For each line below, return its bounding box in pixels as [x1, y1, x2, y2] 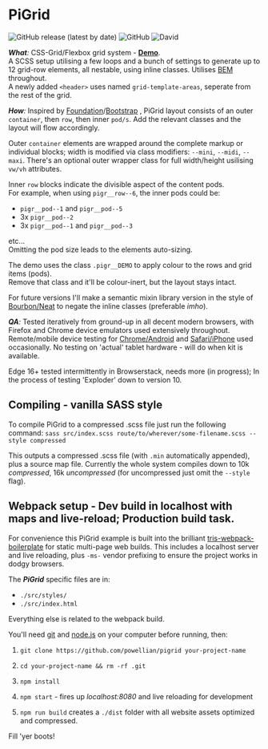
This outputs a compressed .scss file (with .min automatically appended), [8, 451, 250, 460]
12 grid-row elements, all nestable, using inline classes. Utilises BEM [8, 64, 234, 74]
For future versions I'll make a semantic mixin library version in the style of [8, 293, 254, 302]
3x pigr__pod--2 [19, 212, 74, 221]
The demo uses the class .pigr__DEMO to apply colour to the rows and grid [8, 260, 252, 269]
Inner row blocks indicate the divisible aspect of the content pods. [8, 179, 225, 189]
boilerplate [8, 541, 44, 551]
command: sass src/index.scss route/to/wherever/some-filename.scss [8, 427, 246, 438]
